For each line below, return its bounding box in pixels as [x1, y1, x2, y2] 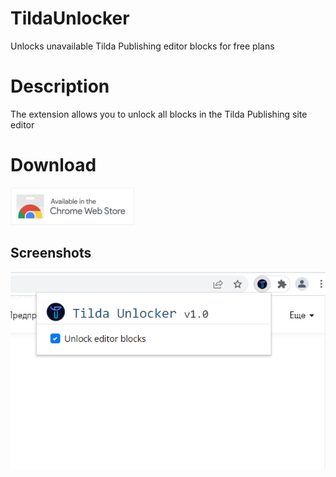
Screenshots [10, 245, 92, 262]
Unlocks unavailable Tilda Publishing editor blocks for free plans [10, 40, 275, 52]
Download [10, 154, 97, 177]
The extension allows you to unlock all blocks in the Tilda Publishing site [10, 108, 308, 120]
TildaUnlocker [10, 7, 130, 30]
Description [10, 75, 110, 98]
